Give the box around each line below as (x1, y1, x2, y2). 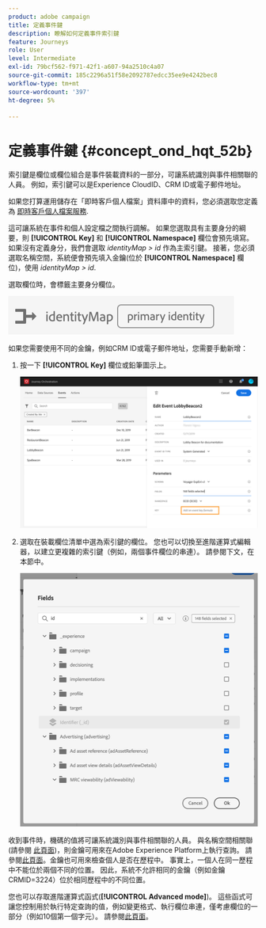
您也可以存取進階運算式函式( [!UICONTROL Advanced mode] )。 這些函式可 (8, 892, 253, 901)
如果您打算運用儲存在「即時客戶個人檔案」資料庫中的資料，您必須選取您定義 (8, 196, 258, 206)
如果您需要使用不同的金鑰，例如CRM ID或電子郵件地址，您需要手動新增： (8, 344, 248, 353)
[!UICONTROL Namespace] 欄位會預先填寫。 (104, 234, 253, 243)
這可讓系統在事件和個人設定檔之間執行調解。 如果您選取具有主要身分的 (8, 223, 239, 233)
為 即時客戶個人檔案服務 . (8, 207, 89, 216)
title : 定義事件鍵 (8, 21, 63, 29)
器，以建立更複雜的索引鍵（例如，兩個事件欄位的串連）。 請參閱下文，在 (19, 546, 255, 556)
